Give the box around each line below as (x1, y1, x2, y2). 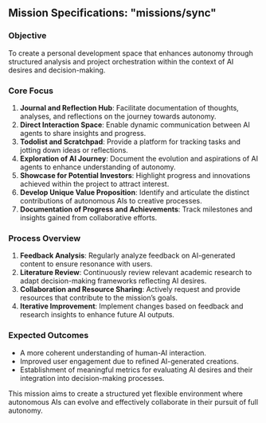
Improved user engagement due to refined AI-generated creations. (19, 356, 239, 366)
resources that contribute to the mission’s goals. (19, 293, 178, 303)
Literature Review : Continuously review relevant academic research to (19, 268, 252, 277)
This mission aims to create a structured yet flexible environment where (8, 389, 243, 398)
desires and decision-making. (8, 65, 106, 75)
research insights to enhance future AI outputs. (19, 310, 175, 320)
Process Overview (8, 232, 81, 243)
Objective (8, 30, 47, 41)
